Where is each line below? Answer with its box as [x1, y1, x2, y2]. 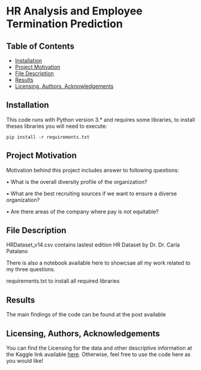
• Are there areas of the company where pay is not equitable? [6, 208, 159, 215]
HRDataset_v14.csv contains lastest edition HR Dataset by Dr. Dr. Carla [6, 241, 180, 248]
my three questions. [6, 266, 56, 273]
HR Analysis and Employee [6, 4, 143, 18]
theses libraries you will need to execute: [6, 122, 107, 130]
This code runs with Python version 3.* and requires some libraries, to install [6, 116, 195, 123]
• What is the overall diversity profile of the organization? [6, 178, 148, 185]
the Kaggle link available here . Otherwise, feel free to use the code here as [6, 351, 191, 358]
